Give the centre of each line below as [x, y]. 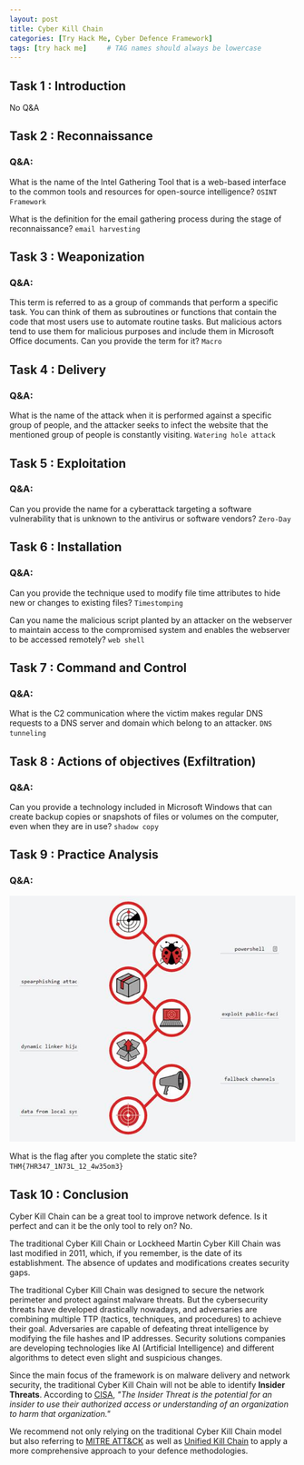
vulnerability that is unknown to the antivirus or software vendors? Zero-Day [151, 519]
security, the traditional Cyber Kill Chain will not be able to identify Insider [147, 1385]
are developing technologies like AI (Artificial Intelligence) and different [142, 1348]
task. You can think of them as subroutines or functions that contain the [143, 312]
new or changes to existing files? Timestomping [96, 602]
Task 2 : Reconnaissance [81, 136]
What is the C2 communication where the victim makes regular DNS [136, 714]
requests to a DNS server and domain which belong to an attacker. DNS [141, 723]
